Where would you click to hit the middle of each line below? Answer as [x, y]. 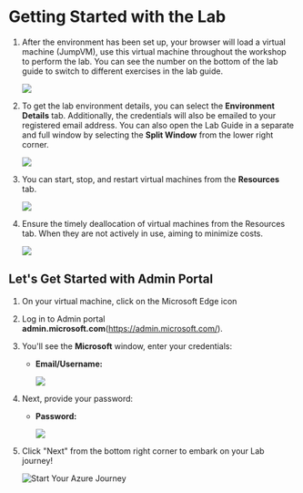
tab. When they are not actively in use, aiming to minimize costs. [142, 233]
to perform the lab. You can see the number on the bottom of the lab [150, 61]
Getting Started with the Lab [117, 17]
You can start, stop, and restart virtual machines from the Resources [150, 179]
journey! [37, 460]
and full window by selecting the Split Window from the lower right [147, 135]
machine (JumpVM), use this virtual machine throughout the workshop [154, 51]
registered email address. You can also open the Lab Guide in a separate [158, 125]
